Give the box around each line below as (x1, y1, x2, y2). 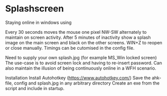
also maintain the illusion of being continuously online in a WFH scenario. (5, 65, 156, 71)
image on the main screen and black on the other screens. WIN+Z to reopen (5, 39, 162, 45)
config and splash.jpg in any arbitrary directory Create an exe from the (14, 80, 159, 86)
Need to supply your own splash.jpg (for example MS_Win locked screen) (5, 54, 157, 60)
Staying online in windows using (5, 19, 72, 25)
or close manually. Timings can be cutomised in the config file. (5, 45, 134, 51)
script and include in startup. (5, 85, 65, 91)
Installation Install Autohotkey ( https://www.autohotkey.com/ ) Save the (5, 75, 151, 81)
